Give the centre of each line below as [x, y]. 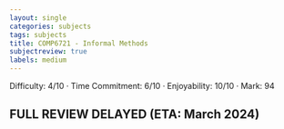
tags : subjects [38, 35]
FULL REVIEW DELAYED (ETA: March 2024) [135, 114]
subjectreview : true [49, 52]
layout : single [38, 18]
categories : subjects [51, 26]
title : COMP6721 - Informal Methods [79, 43]
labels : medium [38, 60]
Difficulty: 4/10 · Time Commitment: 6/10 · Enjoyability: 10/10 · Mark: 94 [142, 86]
